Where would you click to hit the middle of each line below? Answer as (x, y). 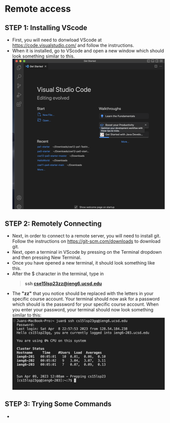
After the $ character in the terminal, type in (58, 274)
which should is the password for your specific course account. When (85, 304)
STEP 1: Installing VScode (46, 28)
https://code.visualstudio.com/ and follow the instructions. (73, 45)
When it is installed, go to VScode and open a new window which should (88, 51)
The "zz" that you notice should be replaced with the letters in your (83, 294)
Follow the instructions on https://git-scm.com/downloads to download (86, 241)
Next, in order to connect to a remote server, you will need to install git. (86, 236)
